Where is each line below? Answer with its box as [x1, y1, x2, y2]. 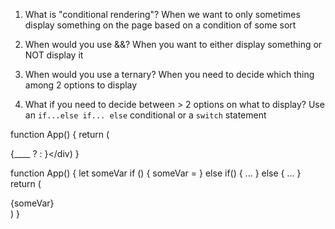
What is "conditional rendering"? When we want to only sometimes [24, 9, 301, 20]
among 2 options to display [24, 79, 138, 91]
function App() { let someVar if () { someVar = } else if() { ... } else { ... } [10, 167, 302, 179]
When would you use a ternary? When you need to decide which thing [24, 69, 315, 80]
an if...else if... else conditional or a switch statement [24, 109, 267, 121]
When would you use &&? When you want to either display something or [24, 39, 323, 50]
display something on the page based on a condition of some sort [24, 19, 297, 31]
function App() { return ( [10, 129, 110, 140]
